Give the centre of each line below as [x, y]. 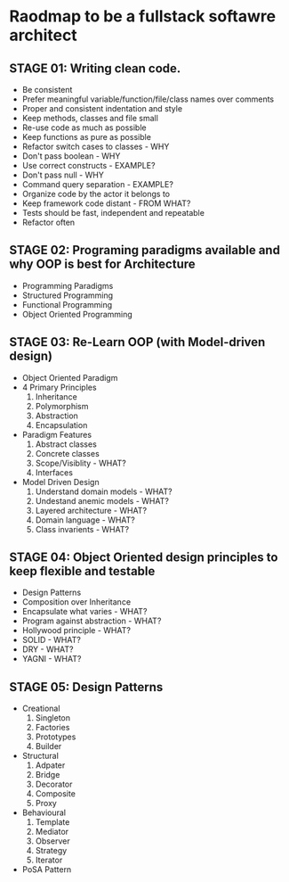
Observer [52, 841]
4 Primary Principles [59, 387]
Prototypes [56, 737]
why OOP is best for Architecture [102, 264]
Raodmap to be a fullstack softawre [143, 16]
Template [52, 822]
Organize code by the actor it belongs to [96, 194]
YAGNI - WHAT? [52, 659]
